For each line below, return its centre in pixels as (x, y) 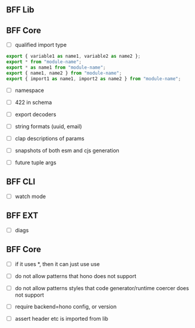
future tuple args (36, 162)
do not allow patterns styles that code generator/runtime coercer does (102, 288)
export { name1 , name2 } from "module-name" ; (64, 73)
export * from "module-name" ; (44, 62)
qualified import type (41, 45)
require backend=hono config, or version (66, 306)
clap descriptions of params (49, 138)
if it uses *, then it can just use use (57, 264)
